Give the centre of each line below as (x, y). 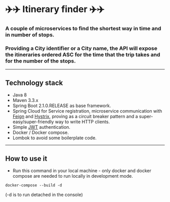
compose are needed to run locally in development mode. (73, 176)
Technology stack (34, 83)
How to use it (26, 158)
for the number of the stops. (40, 61)
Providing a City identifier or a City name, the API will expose (81, 48)
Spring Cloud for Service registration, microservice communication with (87, 111)
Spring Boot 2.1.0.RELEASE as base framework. (62, 106)
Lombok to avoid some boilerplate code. (55, 138)
